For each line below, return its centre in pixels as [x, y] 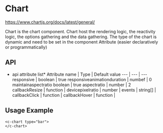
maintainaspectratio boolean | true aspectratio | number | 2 [71, 85]
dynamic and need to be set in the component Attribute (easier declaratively [82, 42]
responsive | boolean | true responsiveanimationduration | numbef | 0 [82, 79]
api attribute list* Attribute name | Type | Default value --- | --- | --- [80, 74]
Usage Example [29, 111]
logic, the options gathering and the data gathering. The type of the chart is [81, 37]
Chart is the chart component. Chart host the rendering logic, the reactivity [80, 31]
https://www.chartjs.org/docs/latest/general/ [50, 22]
